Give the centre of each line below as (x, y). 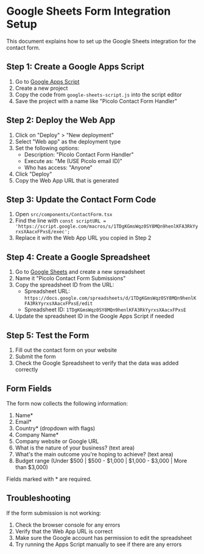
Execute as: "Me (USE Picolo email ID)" (73, 161)
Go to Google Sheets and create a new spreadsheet (80, 272)
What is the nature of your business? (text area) (75, 448)
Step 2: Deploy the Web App (61, 120)
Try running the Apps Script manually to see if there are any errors (98, 544)
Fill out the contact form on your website (66, 350)
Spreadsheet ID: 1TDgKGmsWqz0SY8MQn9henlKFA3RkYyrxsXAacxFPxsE (105, 310)
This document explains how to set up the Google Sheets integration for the (101, 41)
